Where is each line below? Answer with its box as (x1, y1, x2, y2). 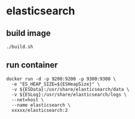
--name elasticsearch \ (11, 102, 70, 108)
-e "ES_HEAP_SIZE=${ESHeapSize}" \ (11, 81, 100, 87)
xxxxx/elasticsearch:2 (11, 107, 68, 113)
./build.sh (6, 44, 33, 50)
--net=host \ (11, 97, 44, 103)
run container (6, 60, 58, 70)
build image (6, 28, 51, 38)
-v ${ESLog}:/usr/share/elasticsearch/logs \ (11, 91, 127, 97)
